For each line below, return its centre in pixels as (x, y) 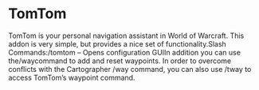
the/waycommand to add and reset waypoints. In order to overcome (120, 61)
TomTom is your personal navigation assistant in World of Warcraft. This (126, 36)
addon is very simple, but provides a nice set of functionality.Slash (118, 43)
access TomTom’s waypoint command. (72, 77)
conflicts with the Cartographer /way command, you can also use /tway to (130, 69)
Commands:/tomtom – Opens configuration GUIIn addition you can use (125, 52)
